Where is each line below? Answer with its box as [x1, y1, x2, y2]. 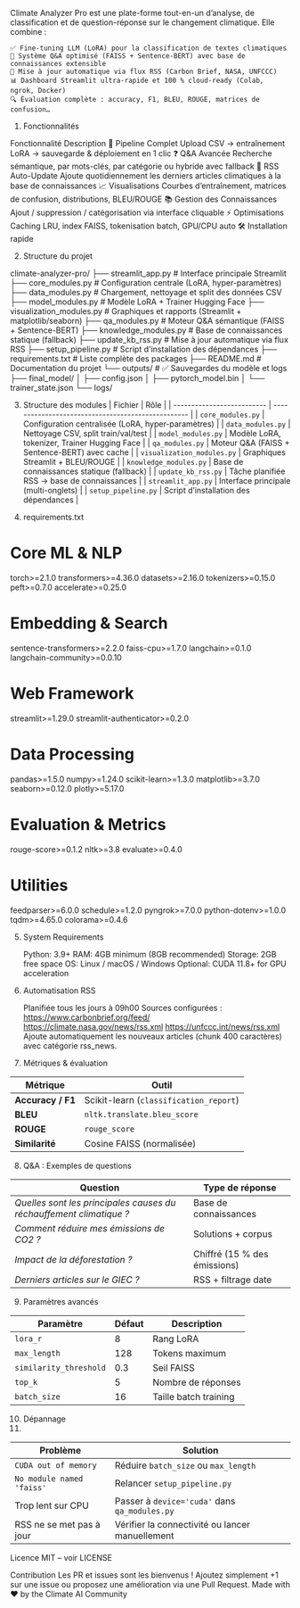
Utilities [10, 874, 69, 895]
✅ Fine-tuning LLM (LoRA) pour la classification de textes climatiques [10, 44, 288, 53]
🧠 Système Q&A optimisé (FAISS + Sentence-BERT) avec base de [10, 52, 246, 61]
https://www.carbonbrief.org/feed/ [22, 1012, 150, 1023]
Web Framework [10, 684, 134, 704]
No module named [14, 1473, 84, 1484]
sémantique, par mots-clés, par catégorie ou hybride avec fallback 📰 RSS [10, 161, 280, 171]
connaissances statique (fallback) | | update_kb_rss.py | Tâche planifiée [22, 466, 286, 477]
